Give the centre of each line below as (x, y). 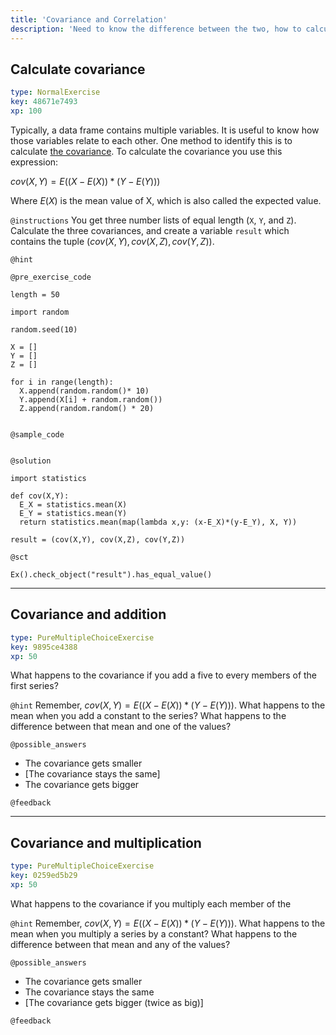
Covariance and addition (88, 614)
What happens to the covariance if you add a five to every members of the (164, 675)
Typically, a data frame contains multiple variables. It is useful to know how (165, 130)
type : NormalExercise (55, 92)
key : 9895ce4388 (44, 647)
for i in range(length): (62, 382)
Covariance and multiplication (106, 842)
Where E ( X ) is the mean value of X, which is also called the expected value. (166, 200)
